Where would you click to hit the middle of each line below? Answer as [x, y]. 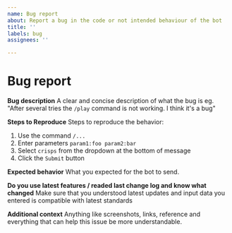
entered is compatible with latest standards [70, 201]
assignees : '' [28, 40]
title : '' [22, 27]
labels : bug [25, 34]
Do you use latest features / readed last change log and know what [107, 186]
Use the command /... [51, 136]
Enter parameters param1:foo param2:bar [77, 143]
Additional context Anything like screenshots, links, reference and [104, 214]
